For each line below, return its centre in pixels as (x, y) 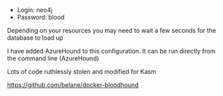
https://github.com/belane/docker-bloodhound (73, 85)
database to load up (35, 38)
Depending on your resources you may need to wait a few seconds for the (112, 31)
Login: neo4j (35, 10)
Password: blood (41, 17)
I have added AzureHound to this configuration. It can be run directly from (111, 51)
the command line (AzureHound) (53, 58)
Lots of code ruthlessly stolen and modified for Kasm (82, 72)
